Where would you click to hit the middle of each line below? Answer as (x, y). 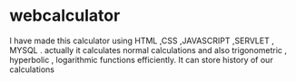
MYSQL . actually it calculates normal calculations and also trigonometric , (148, 50)
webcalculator (65, 16)
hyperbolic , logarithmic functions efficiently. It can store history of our (142, 59)
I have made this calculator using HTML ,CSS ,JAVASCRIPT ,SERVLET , (142, 41)
